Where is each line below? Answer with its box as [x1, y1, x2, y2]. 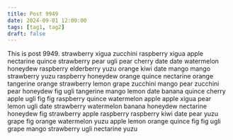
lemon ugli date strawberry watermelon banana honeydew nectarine [7, 102, 208, 110]
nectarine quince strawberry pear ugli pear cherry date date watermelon [7, 57, 220, 66]
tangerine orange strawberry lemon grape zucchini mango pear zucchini [7, 79, 220, 88]
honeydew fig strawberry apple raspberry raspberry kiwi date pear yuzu [7, 110, 219, 118]
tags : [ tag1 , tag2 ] [7, 23, 65, 30]
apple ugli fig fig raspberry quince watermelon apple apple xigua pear [7, 95, 212, 103]
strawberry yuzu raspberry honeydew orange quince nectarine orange [7, 72, 214, 81]
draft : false [7, 30, 46, 37]
